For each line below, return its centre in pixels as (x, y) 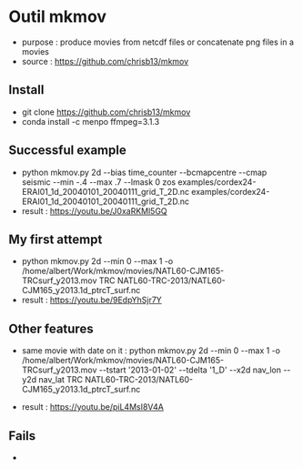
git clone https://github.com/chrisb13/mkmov (106, 112)
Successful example (67, 151)
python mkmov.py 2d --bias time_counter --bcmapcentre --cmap (144, 172)
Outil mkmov (57, 17)
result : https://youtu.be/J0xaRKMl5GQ (94, 210)
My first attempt (56, 239)
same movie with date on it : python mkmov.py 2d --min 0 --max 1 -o (151, 351)
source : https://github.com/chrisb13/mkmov (105, 61)
